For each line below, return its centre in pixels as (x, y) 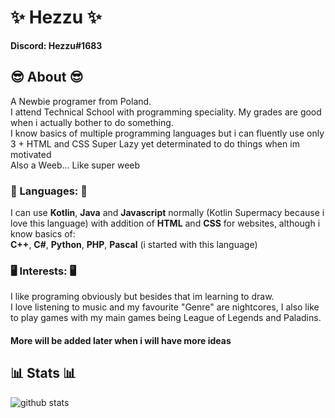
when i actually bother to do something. (92, 122)
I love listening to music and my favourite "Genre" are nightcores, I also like (165, 307)
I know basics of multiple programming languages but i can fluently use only (167, 133)
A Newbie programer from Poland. (81, 101)
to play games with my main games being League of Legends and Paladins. (166, 318)
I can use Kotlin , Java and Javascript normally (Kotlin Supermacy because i (167, 213)
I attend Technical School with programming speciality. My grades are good (166, 112)
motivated (31, 154)
